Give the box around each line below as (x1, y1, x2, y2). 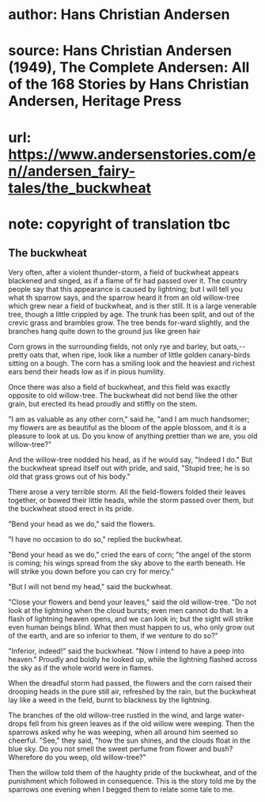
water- (222, 710, 245, 720)
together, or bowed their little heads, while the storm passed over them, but (8, 495, 254, 505)
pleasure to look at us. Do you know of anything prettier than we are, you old (8, 431, 258, 441)
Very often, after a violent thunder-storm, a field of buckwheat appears (8, 267, 240, 277)
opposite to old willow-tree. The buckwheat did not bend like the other (8, 390, 238, 400)
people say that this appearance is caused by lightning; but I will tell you (8, 284, 243, 293)
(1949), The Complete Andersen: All (8, 59, 250, 77)
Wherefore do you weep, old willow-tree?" (8, 752, 146, 762)
